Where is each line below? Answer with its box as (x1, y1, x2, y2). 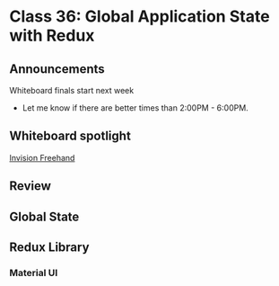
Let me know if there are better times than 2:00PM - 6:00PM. (22, 103, 248, 113)
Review (9, 178, 52, 194)
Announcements (9, 61, 105, 76)
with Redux (9, 25, 95, 46)
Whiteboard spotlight (9, 129, 132, 144)
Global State (9, 209, 80, 224)
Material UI (9, 266, 58, 279)
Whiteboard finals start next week (9, 85, 135, 95)
